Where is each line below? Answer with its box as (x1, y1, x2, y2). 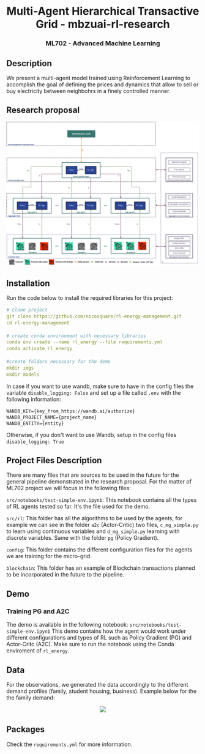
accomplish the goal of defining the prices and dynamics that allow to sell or (6, 81, 199, 88)
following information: (6, 395, 61, 403)
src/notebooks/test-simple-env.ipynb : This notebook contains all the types (6, 496, 197, 504)
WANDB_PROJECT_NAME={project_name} (6, 414, 97, 420)
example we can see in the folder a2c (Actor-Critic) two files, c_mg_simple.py (6, 521, 199, 529)
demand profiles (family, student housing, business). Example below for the (6, 687, 197, 695)
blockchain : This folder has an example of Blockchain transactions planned (6, 564, 196, 572)
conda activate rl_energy (6, 346, 72, 352)
